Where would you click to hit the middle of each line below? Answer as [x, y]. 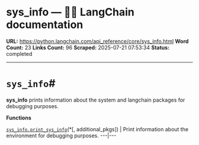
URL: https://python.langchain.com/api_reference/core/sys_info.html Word [97, 41]
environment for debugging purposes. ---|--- [61, 135]
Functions [19, 118]
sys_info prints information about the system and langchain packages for [96, 100]
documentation [45, 25]
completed [19, 53]
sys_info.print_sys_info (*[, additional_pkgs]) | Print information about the [97, 129]
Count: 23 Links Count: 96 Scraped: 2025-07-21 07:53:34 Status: [88, 48]
